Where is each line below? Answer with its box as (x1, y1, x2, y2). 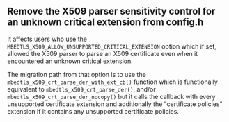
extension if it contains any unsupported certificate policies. (7, 107, 180, 115)
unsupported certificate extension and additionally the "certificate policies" (7, 100, 223, 108)
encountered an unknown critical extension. (7, 57, 134, 65)
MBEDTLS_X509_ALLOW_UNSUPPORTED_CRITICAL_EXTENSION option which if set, (7, 42, 217, 51)
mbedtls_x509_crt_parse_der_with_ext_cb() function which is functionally (7, 78, 218, 86)
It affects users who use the (7, 35, 87, 43)
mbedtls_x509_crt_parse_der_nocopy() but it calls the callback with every (7, 92, 216, 101)
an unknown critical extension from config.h (7, 17, 204, 28)
